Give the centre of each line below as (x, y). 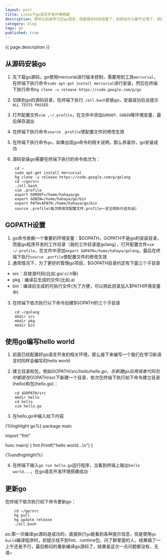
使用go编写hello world (40, 342)
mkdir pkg (25, 321)
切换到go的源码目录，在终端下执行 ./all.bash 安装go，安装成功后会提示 (85, 100)
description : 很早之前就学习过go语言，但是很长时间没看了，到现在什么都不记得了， (81, 19)
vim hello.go (28, 406)
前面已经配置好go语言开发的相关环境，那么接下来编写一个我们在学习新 (85, 354)
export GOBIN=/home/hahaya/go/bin (50, 199)
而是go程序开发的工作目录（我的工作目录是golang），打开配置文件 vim (83, 244)
